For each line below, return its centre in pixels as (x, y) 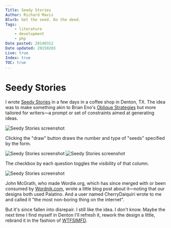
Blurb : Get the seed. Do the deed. (43, 19)
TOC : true (16, 63)
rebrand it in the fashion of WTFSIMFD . (46, 220)
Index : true (18, 58)
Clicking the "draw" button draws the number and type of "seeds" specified (85, 138)
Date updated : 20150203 (31, 48)
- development (29, 34)
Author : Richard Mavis (29, 15)
